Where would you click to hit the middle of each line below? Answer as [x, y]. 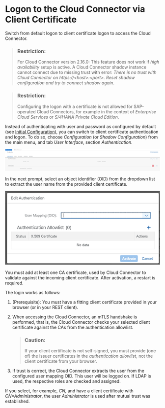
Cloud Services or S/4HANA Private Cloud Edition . [68, 117]
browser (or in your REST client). [45, 307]
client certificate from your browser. [61, 361]
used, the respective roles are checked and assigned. [67, 381]
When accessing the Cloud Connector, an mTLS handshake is [75, 317]
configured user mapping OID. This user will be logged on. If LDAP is [82, 376]
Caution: [35, 340]
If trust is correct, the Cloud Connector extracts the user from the [78, 371]
